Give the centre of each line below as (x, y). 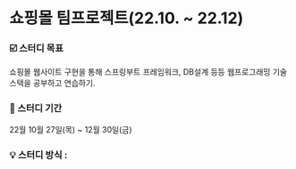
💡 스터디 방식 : (38, 155)
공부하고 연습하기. (64, 83)
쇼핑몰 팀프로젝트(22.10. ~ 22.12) (127, 18)
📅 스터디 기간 (36, 109)
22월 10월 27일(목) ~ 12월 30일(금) (71, 129)
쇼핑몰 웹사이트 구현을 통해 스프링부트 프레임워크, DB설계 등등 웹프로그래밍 (140, 72)
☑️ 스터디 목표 (37, 48)
